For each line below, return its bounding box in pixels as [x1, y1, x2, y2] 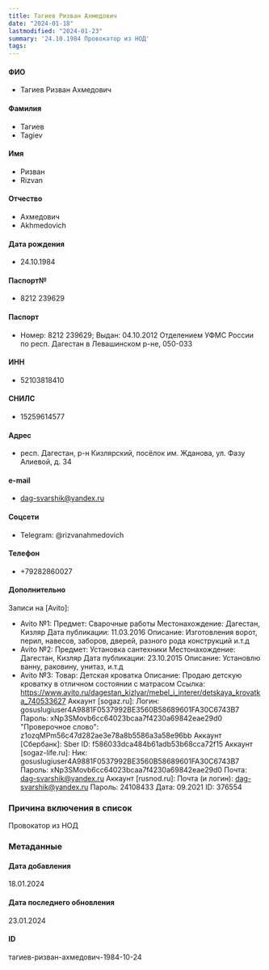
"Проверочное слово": [19, 721, 99, 731]
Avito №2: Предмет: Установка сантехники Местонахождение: [19, 645, 236, 654]
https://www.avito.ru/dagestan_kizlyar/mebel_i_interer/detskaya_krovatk [19, 687, 261, 697]
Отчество [8, 194, 43, 203]
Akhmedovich [19, 220, 67, 230]
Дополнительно [8, 585, 66, 595]
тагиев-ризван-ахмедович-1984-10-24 [8, 952, 143, 962]
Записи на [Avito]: [8, 602, 70, 612]
